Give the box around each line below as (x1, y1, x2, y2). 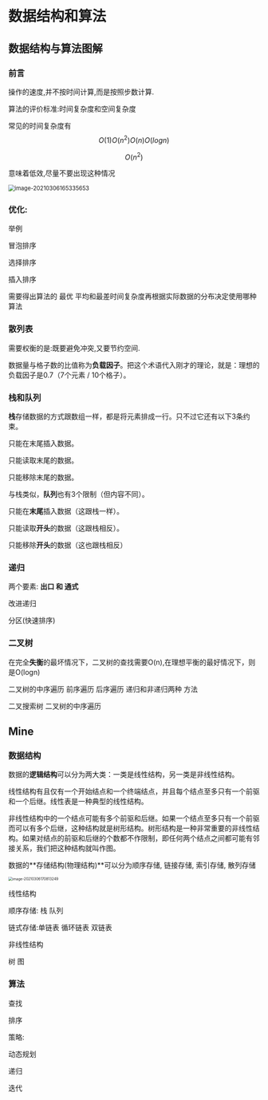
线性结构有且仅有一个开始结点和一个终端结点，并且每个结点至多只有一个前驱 (8, 787, 260, 796)
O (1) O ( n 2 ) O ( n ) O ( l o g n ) (98, 133, 170, 144)
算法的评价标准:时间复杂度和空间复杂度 (8, 104, 137, 113)
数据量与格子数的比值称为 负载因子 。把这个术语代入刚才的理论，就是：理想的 (8, 360, 260, 369)
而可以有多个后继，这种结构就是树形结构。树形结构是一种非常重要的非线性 (8, 823, 253, 834)
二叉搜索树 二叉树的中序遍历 (8, 701, 101, 711)
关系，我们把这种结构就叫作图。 (14, 843, 120, 854)
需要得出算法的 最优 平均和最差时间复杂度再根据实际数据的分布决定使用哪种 (8, 292, 257, 302)
